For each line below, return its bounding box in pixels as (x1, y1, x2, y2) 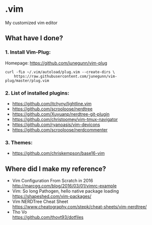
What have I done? (5, 34, 63, 42)
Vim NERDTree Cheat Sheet (12, 198, 69, 205)
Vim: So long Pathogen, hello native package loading (12, 188, 119, 194)
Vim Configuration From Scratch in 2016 (12, 178, 93, 184)
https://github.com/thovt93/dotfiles (12, 214, 84, 220)
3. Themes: (5, 139, 33, 146)
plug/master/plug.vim (5, 78, 50, 83)
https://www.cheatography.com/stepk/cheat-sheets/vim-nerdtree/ (12, 204, 147, 210)
